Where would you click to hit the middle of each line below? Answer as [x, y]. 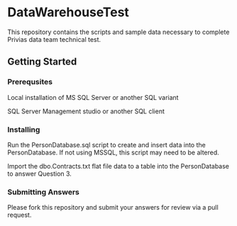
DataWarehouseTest [68, 12]
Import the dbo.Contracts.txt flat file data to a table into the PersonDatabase [118, 166]
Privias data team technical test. [54, 39]
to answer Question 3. [40, 174]
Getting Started [42, 62]
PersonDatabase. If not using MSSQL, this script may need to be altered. [114, 152]
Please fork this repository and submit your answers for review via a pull [113, 208]
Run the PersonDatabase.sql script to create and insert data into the [106, 145]
